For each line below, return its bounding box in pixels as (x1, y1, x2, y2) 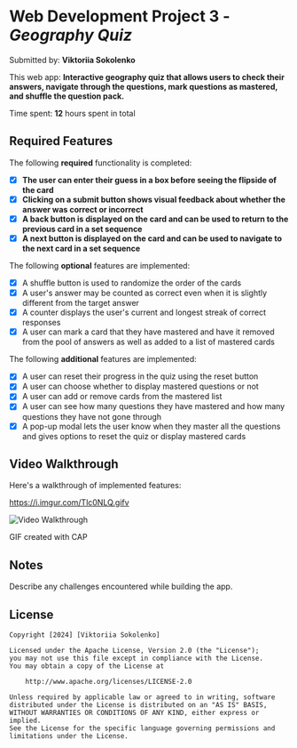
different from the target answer (21, 298, 140, 309)
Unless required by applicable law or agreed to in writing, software (9, 693, 276, 702)
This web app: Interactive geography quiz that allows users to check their (9, 71, 285, 82)
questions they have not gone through (21, 411, 162, 422)
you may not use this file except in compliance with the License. (9, 654, 264, 663)
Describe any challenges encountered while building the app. (9, 581, 233, 592)
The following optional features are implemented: (9, 261, 191, 270)
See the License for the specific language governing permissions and (9, 724, 276, 733)
